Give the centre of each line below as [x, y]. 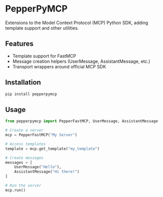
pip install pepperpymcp [31, 94]
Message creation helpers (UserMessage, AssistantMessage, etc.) [81, 61]
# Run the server [23, 185]
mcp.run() [16, 190]
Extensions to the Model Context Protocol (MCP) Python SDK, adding [77, 23]
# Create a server [24, 130]
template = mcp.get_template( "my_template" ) [52, 149]
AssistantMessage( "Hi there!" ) [47, 172]
